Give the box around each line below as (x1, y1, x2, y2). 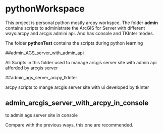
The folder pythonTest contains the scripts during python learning (5, 40, 143, 46)
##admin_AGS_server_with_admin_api (5, 50, 84, 56)
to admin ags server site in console (5, 112, 78, 118)
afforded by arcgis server (5, 65, 58, 71)
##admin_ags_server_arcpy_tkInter (5, 74, 77, 80)
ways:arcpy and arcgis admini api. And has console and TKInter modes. (5, 30, 154, 36)
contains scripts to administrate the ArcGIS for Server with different (5, 25, 145, 31)
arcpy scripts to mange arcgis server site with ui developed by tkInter (5, 84, 149, 90)
